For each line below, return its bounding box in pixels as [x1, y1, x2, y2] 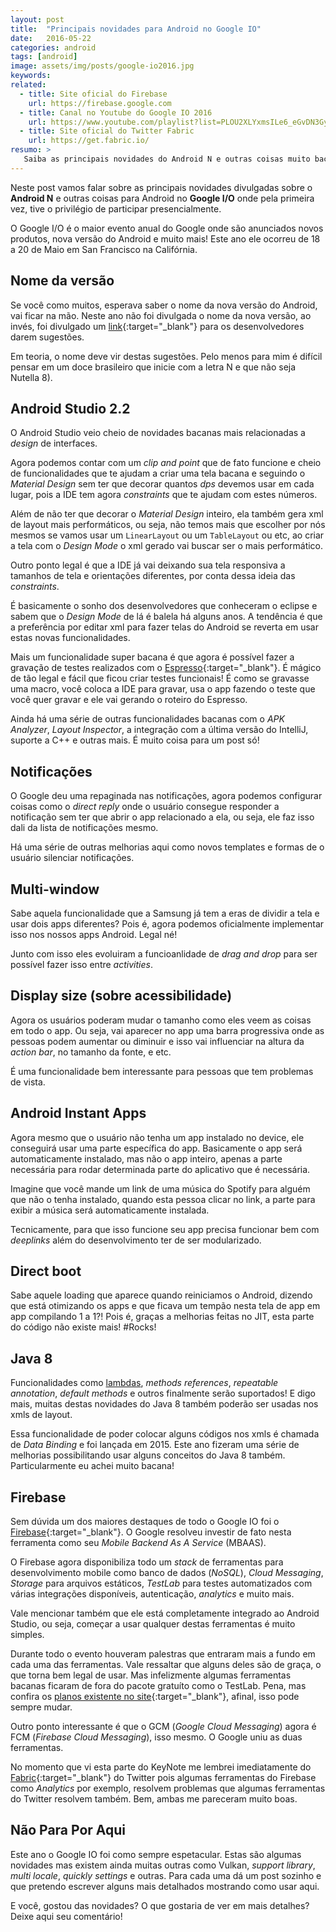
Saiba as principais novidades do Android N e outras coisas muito [23, 154, 311, 164]
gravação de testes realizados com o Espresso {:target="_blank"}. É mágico [10, 662, 322, 674]
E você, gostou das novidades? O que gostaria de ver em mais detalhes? [10, 1899, 310, 1911]
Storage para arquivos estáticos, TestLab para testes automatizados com [10, 1577, 313, 1590]
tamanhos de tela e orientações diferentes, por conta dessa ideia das [10, 570, 296, 582]
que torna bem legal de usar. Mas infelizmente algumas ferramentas [10, 1669, 292, 1681]
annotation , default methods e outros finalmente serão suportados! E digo [10, 1387, 316, 1400]
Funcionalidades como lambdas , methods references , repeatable [10, 1377, 279, 1389]
